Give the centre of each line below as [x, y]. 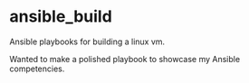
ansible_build [61, 17]
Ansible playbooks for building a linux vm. [87, 41]
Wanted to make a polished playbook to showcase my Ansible [125, 59]
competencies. [37, 69]
